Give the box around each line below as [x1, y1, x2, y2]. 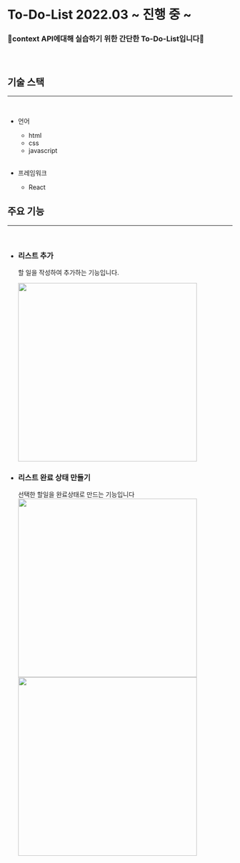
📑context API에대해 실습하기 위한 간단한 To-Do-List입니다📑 [7, 34, 205, 44]
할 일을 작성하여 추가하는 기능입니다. [17, 269, 119, 277]
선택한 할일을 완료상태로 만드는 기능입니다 [17, 490, 135, 499]
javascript [28, 146, 58, 154]
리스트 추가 [17, 251, 54, 261]
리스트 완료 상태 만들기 [17, 472, 91, 482]
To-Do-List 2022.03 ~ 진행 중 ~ [7, 6, 192, 23]
